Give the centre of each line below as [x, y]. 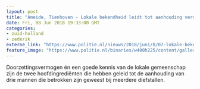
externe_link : [24, 45]
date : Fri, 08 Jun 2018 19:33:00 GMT [53, 23]
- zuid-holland [25, 34]
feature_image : [25, 50]
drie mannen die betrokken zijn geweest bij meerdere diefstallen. [86, 80]
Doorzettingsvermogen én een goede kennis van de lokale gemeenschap [96, 67]
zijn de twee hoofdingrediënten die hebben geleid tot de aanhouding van [95, 73]
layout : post [22, 12]
